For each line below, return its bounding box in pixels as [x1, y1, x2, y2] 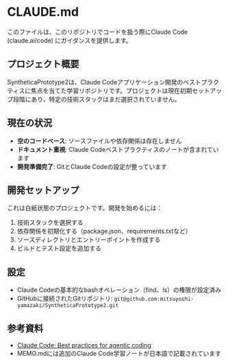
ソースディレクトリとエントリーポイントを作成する [16, 236, 161, 244]
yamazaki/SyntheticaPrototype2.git [16, 302, 119, 309]
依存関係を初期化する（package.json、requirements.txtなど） [16, 227, 192, 236]
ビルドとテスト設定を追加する [16, 244, 101, 253]
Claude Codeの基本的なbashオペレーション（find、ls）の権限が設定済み [16, 286, 221, 294]
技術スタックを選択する [16, 218, 84, 227]
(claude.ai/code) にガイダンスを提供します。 [7, 36, 132, 45]
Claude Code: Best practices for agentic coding [16, 341, 152, 349]
